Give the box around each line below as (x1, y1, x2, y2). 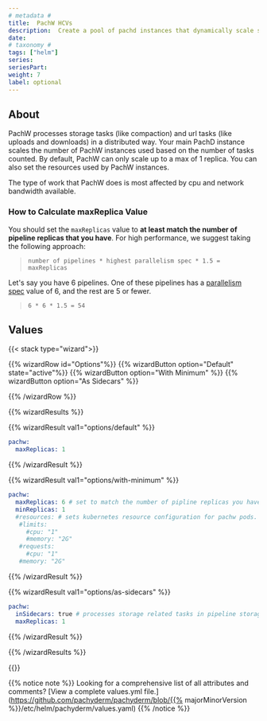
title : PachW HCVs (8, 19, 73, 27)
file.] (144, 686, 159, 696)
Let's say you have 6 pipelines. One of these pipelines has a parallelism (8, 278, 242, 287)
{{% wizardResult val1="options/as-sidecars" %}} (8, 587, 171, 597)
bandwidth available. (8, 186, 76, 196)
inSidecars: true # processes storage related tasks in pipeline (15, 610, 237, 618)
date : (8, 33, 26, 42)
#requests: (18, 543, 56, 551)
